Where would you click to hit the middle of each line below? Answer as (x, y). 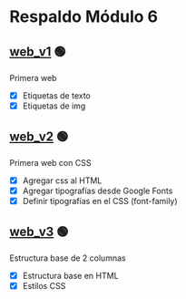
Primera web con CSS (50, 162)
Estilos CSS (44, 286)
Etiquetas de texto (56, 96)
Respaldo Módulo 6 (84, 17)
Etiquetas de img (54, 106)
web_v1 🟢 (38, 52)
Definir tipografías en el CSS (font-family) (100, 201)
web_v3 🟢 (39, 231)
